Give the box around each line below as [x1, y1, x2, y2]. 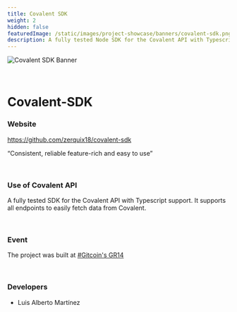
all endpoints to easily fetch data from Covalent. [7, 204, 147, 212]
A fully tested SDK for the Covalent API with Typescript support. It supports [7, 196, 226, 204]
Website [7, 119, 37, 129]
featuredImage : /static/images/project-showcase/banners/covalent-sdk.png [7, 30, 232, 37]
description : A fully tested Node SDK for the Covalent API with [7, 37, 203, 44]
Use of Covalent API [7, 180, 78, 190]
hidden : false [7, 23, 49, 30]
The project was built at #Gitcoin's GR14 [7, 251, 124, 259]
